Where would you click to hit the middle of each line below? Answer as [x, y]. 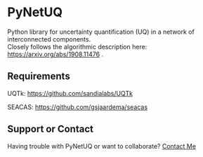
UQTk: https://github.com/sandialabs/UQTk [70, 93]
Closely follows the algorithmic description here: [77, 46]
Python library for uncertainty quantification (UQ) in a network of [101, 32]
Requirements [39, 76]
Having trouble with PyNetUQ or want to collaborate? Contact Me [102, 146]
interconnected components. [49, 39]
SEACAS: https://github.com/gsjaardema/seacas [78, 107]
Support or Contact [50, 129]
